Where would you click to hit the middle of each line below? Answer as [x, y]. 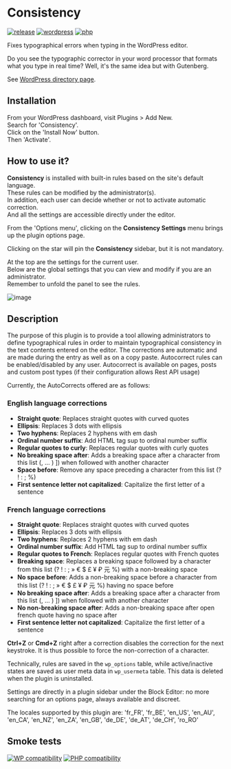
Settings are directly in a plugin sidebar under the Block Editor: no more [108, 692]
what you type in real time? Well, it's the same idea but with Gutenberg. [108, 66]
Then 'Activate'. [29, 139]
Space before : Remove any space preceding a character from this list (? [119, 470]
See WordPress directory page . [52, 79]
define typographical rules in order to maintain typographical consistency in [114, 343]
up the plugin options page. [46, 235]
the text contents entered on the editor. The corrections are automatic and [112, 350]
